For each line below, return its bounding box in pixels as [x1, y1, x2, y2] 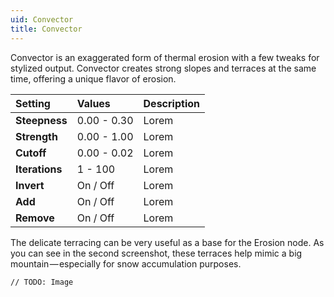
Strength [15, 129, 58, 143]
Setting [15, 96, 51, 110]
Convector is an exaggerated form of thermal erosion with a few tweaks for [10, 51, 320, 63]
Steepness [15, 113, 68, 127]
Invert [15, 178, 45, 192]
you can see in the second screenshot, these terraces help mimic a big [10, 247, 303, 259]
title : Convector [10, 24, 83, 34]
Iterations [15, 162, 63, 176]
